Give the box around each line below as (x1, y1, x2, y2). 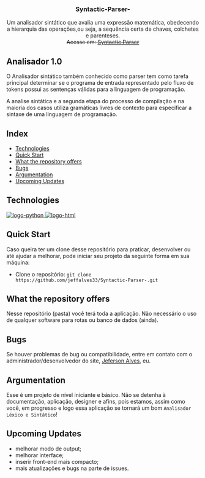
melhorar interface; (15, 451, 64, 459)
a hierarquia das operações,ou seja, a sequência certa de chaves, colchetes (7, 25, 199, 33)
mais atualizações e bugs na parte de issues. (15, 464, 129, 472)
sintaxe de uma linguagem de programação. (6, 111, 117, 118)
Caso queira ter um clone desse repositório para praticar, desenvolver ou (6, 245, 191, 253)
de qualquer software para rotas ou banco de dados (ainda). (6, 316, 159, 324)
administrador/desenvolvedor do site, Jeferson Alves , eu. (6, 357, 151, 364)
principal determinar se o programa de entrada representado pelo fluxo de (6, 79, 194, 87)
